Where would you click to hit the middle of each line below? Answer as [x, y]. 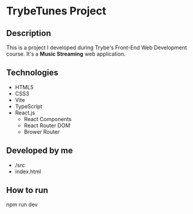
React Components [48, 119]
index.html [28, 171]
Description [29, 33]
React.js [25, 113]
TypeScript [29, 106]
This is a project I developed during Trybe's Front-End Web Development [97, 47]
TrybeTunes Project [56, 11]
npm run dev [22, 204]
